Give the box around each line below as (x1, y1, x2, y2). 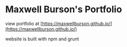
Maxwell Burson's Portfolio (5, 4, 122, 15)
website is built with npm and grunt (5, 36, 79, 42)
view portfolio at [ (5, 20, 42, 27)
